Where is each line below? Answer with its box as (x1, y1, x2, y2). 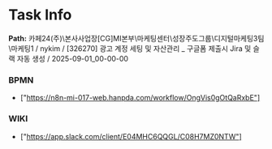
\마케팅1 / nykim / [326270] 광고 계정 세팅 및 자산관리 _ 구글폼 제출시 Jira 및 (8, 43, 252, 53)
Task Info (8, 6, 72, 24)
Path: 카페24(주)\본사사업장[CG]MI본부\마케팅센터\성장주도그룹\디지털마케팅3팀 (8, 33, 265, 43)
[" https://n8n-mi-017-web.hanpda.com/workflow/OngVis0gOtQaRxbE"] (19, 93, 261, 103)
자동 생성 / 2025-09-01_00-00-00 (16, 53, 128, 63)
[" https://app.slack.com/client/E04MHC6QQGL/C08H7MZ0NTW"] (19, 131, 242, 141)
